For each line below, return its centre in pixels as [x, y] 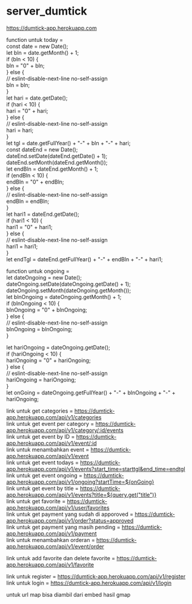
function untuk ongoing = [38, 271]
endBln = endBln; [28, 201]
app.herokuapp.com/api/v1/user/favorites [58, 507]
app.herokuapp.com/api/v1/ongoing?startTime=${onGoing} [80, 482]
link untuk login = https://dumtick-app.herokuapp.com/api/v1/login [89, 583]
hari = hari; [20, 130]
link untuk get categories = [40, 411]
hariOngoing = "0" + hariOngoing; [48, 360]
